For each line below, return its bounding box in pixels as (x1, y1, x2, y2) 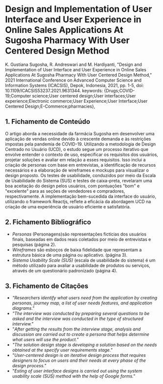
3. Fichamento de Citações (5, 282, 89, 290)
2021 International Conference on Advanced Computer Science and (5, 77, 142, 83)
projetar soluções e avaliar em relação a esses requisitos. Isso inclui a (5, 156, 146, 163)
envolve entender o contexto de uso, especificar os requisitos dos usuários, (5, 151, 158, 157)
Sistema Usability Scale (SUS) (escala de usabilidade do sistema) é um (12, 257, 156, 263)
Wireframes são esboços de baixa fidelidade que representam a (12, 247, 142, 253)
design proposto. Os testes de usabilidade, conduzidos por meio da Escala (5, 172, 156, 178)
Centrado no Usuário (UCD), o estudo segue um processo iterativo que (5, 146, 148, 152)
